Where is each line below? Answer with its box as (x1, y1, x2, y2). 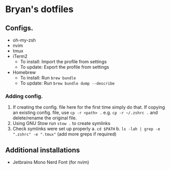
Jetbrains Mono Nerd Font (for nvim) (12, 159, 90, 165)
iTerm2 (12, 53, 28, 59)
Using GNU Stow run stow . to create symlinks (12, 120, 111, 126)
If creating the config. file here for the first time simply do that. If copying (12, 104, 165, 110)
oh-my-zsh (12, 37, 37, 43)
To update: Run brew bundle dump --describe (20, 80, 115, 86)
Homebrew (12, 69, 36, 75)
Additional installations (5, 146, 80, 154)
